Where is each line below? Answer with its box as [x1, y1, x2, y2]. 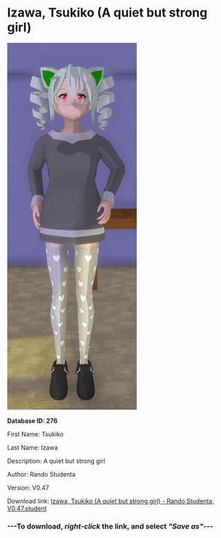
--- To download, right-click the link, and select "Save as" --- [7, 521, 214, 531]
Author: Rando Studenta [7, 470, 76, 478]
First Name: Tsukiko [7, 430, 64, 438]
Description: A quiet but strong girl [7, 457, 106, 465]
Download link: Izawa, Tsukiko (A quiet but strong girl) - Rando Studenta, [7, 497, 214, 505]
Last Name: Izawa [7, 443, 59, 452]
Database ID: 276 [7, 416, 58, 425]
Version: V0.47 [7, 483, 50, 492]
